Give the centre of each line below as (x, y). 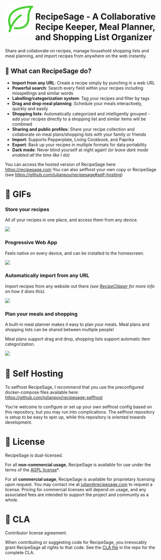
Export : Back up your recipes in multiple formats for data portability (79, 144)
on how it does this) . (25, 291)
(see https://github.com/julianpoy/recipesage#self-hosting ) (64, 175)
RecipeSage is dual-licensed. (34, 455)
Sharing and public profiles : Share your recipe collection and (73, 129)
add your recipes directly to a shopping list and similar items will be (79, 119)
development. (19, 422)
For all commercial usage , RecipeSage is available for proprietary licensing (80, 479)
